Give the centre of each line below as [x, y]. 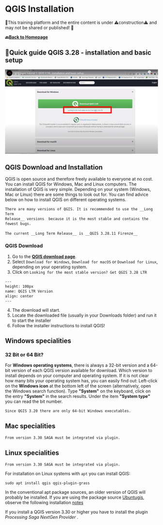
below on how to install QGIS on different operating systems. [66, 200]
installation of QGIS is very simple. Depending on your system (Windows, [78, 189]
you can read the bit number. [34, 402]
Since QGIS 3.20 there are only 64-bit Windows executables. [68, 411]
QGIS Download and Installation [54, 167]
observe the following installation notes [44, 503]
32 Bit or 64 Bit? [24, 355]
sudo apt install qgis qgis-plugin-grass [48, 483]
